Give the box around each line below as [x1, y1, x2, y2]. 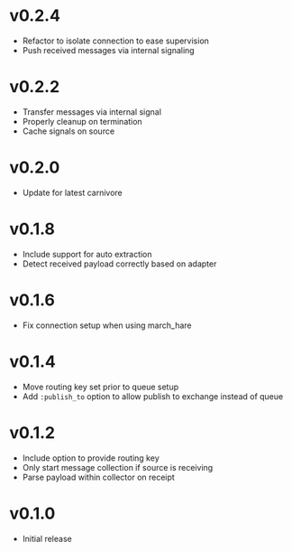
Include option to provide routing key [22, 453, 160, 463]
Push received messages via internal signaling [22, 44, 196, 55]
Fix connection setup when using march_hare [22, 320, 192, 331]
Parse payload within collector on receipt [22, 472, 176, 482]
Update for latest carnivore [22, 187, 123, 198]
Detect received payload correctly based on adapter [22, 258, 217, 269]
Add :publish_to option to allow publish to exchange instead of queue [22, 390, 284, 402]
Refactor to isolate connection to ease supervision [22, 35, 210, 46]
